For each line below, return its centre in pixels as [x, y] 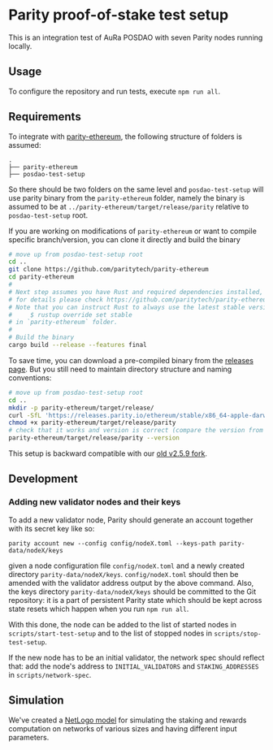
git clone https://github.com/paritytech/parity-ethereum [108, 270]
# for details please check [56, 299]
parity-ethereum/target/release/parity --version [94, 438]
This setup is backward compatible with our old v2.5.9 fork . [108, 453]
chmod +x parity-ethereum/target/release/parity [92, 423]
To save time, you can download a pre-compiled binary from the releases [131, 360]
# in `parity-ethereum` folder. [63, 323]
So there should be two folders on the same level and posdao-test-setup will [136, 189]
